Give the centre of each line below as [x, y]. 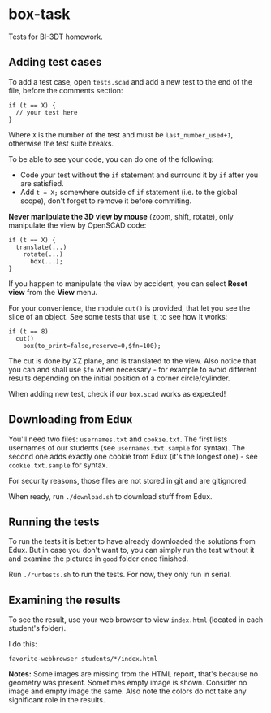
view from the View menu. [53, 292]
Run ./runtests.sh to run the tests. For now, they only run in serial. [120, 575]
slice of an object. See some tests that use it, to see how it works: [118, 316]
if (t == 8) [28, 331]
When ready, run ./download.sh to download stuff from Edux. [110, 496]
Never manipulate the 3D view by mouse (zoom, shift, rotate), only [121, 216]
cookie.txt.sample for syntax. [58, 465]
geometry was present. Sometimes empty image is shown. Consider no [128, 683]
